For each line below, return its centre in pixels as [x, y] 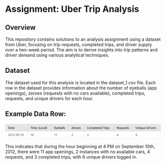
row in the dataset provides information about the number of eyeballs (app [81, 88]
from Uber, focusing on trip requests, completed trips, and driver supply [79, 45]
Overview [21, 27]
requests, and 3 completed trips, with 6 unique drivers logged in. [71, 157]
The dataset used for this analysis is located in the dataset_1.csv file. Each [81, 82]
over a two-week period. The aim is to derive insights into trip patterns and [81, 50]
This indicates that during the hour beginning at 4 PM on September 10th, [80, 146]
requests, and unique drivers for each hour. [49, 98]
